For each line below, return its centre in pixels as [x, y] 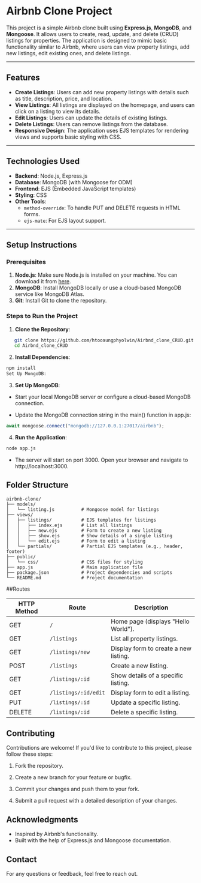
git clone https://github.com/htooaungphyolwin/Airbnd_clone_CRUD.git [104, 340]
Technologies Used [43, 161]
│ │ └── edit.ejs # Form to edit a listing [76, 541]
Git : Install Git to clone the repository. [61, 301]
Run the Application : [41, 437]
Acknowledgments [42, 820]
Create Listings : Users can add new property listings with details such [102, 92]
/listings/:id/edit [77, 692]
